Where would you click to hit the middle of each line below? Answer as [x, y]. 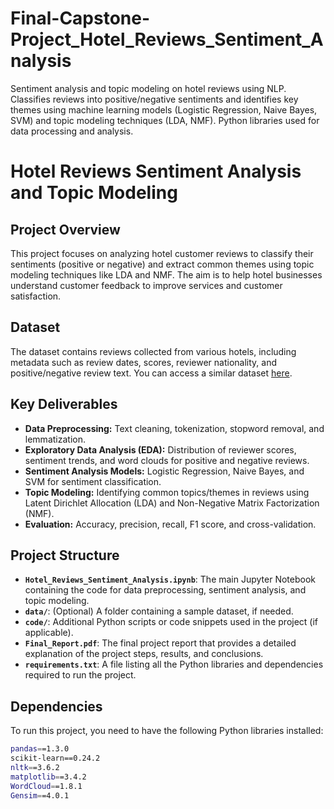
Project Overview [65, 229]
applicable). [49, 633]
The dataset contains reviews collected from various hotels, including [153, 351]
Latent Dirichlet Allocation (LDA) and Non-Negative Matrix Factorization [172, 503]
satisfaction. [36, 296]
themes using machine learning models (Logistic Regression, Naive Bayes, [164, 109]
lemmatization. [55, 439]
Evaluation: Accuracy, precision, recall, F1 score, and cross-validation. [170, 524]
